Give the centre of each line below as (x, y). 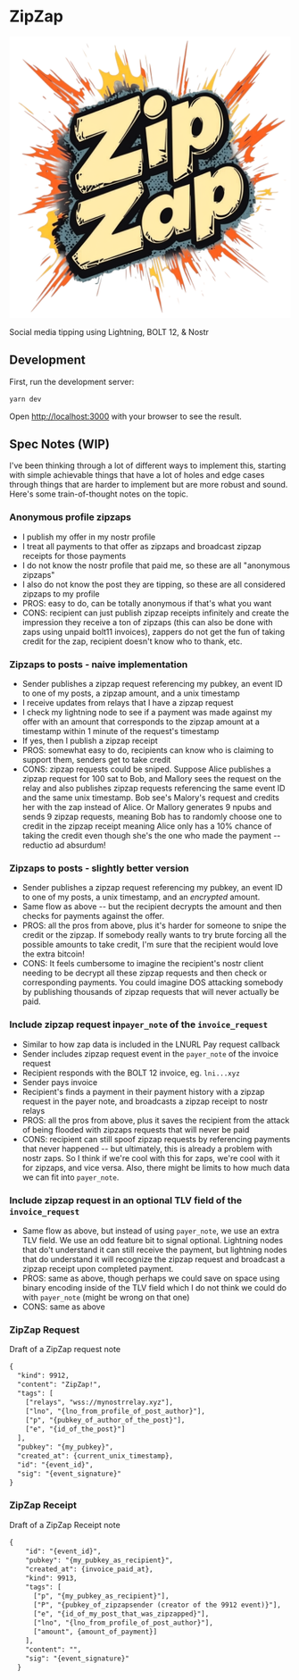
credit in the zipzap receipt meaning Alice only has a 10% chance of (147, 826)
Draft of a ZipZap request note (65, 1350)
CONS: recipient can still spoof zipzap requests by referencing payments (156, 1139)
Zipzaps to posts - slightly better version (99, 868)
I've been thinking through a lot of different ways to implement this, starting (148, 465)
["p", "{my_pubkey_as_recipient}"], (101, 1596)
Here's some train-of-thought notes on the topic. (99, 494)
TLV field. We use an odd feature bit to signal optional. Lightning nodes (153, 1240)
